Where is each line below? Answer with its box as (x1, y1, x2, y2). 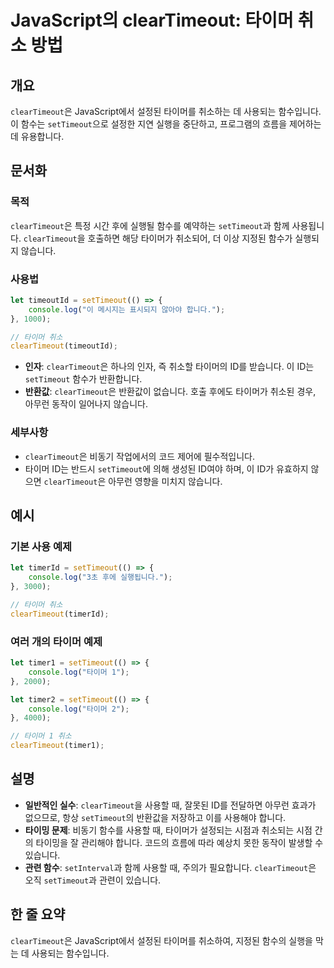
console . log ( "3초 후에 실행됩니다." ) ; (28, 572, 173, 583)
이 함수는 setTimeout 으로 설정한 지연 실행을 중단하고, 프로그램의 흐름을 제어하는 (10, 118, 322, 130)
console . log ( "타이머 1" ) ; (28, 667, 130, 677)
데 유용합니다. (10, 131, 65, 142)
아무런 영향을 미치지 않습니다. (108, 475, 223, 487)
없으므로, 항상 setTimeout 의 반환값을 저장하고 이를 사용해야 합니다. (24, 811, 287, 823)
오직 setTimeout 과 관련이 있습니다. (24, 874, 162, 886)
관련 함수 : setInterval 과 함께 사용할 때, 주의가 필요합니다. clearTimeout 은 (24, 861, 317, 873)
